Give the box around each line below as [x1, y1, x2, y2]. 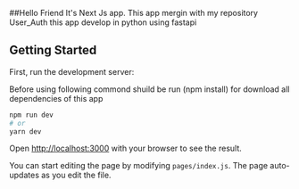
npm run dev [9, 111, 54, 119]
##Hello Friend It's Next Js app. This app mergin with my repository [9, 8, 259, 18]
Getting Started [9, 43, 97, 58]
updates [9, 169, 40, 181]
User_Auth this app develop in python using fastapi [9, 17, 197, 28]
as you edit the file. [41, 169, 112, 181]
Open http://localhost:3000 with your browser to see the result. [9, 143, 243, 154]
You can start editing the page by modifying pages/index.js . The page [9, 160, 269, 171]
